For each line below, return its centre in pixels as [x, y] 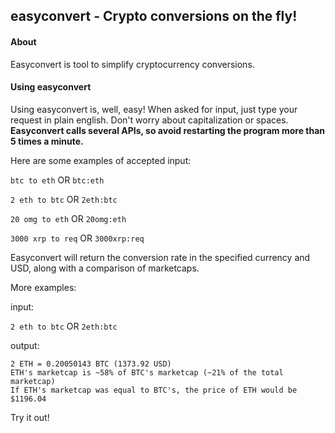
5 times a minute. [47, 141]
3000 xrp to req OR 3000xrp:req [77, 238]
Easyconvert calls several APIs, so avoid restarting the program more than [168, 130]
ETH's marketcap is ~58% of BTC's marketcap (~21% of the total [147, 372]
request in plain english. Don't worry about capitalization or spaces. [149, 120]
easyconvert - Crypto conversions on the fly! [154, 16]
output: [25, 345]
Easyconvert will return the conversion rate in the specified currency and [160, 257]
